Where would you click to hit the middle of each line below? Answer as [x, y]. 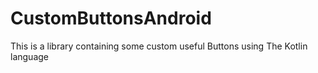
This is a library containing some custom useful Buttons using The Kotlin [159, 46]
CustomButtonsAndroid [111, 18]
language [29, 56]
